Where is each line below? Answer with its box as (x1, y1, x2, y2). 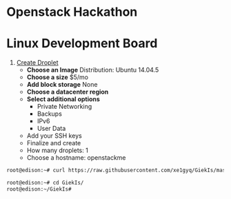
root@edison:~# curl (6, 167, 66, 174)
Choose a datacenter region (26, 87, 109, 96)
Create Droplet (16, 59, 59, 67)
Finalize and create (26, 139, 81, 147)
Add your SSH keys (26, 132, 82, 140)
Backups (37, 109, 63, 118)
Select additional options (26, 95, 101, 103)
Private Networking (37, 103, 92, 111)
